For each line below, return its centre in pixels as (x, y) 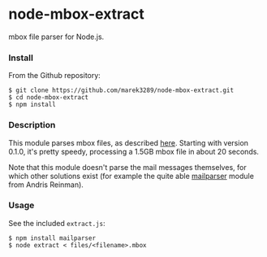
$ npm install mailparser (52, 238)
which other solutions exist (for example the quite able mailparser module (131, 176)
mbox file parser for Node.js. (56, 37)
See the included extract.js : (57, 223)
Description (32, 125)
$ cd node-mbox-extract (49, 98)
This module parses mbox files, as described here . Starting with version (129, 142)
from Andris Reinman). (46, 185)
